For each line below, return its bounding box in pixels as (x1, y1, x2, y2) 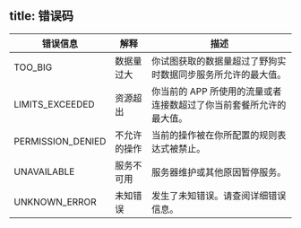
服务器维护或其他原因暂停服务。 (150, 165, 287, 178)
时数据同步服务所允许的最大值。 (150, 68, 287, 81)
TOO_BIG (13, 61, 53, 74)
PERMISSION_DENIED (13, 135, 107, 147)
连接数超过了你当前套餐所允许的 (150, 98, 287, 110)
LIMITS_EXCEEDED (13, 98, 96, 110)
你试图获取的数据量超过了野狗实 (150, 55, 287, 67)
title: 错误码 (9, 8, 74, 24)
